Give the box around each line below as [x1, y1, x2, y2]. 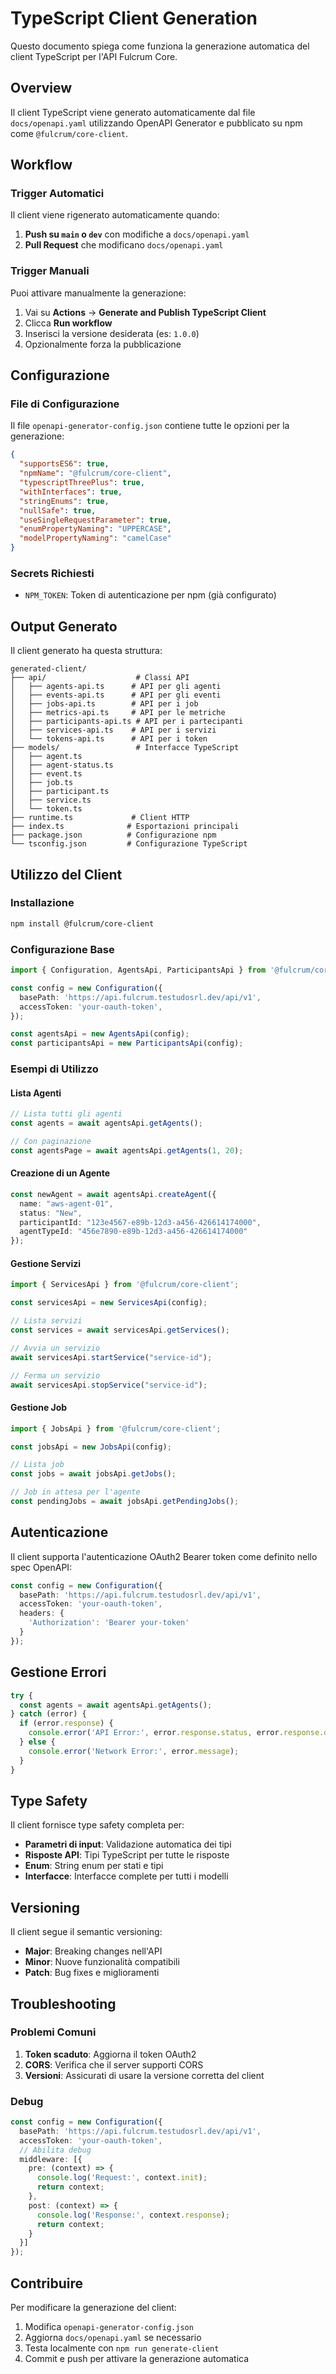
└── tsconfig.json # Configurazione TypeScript [10, 839, 248, 849]
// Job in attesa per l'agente [10, 1487, 141, 1497]
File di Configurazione [10, 397, 120, 411]
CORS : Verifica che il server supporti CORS [24, 2058, 204, 2071]
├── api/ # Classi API [10, 673, 190, 683]
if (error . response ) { [19, 1718, 114, 1729]
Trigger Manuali [10, 264, 90, 278]
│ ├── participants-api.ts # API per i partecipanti [10, 717, 244, 727]
